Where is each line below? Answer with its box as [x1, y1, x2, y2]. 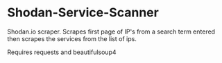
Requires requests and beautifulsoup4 [7, 48, 117, 56]
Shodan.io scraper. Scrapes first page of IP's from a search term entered [7, 27, 216, 36]
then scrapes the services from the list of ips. [7, 34, 137, 42]
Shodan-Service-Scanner [7, 5, 160, 21]
